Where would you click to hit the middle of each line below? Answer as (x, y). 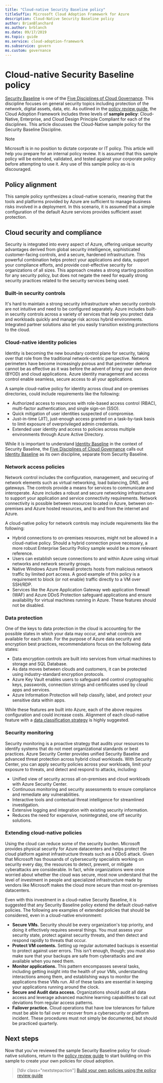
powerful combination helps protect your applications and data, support (77, 260)
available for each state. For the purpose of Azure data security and (73, 639)
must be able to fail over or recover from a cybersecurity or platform (81, 1013)
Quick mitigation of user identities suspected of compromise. (73, 414)
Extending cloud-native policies (44, 833)
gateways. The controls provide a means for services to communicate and (80, 488)
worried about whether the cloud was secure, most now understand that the (81, 875)
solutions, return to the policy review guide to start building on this (85, 1056)
